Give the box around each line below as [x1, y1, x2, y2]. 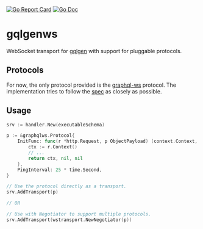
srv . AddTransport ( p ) [6, 189, 59, 195]
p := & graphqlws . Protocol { [6, 133, 75, 139]
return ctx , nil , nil [28, 155, 84, 161]
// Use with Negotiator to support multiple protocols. [6, 211, 151, 217]
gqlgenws [6, 27, 58, 41]
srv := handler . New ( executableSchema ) [6, 122, 105, 128]
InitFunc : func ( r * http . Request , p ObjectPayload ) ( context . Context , [17, 138, 198, 145]
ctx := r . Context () [28, 144, 78, 150]
